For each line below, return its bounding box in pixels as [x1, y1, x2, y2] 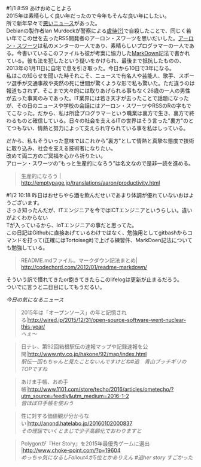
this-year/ [20, 323, 45, 330]
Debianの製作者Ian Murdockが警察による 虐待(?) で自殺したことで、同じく [6, 27, 187, 34]
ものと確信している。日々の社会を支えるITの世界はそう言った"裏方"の [16, 117, 188, 124]
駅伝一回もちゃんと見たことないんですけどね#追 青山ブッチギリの [20, 358, 187, 365]
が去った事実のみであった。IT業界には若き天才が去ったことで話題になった [6, 95, 190, 101]
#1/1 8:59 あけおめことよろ [6, 5, 72, 11]
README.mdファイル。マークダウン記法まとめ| [20, 257, 138, 264]
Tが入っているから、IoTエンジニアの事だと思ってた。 [6, 222, 138, 228]
